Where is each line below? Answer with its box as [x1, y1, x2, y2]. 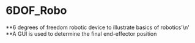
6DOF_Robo [6, 4, 67, 18]
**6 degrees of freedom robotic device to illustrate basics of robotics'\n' [6, 24, 190, 31]
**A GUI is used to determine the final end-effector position [6, 30, 157, 37]
